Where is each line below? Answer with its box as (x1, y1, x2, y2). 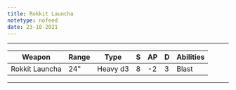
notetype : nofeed (7, 17, 58, 24)
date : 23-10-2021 (7, 23, 58, 30)
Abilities (176, 52, 205, 62)
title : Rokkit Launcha (7, 10, 74, 18)
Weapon (22, 52, 51, 62)
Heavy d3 (97, 64, 130, 74)
